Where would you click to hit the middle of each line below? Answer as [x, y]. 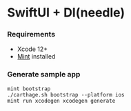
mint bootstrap [29, 89]
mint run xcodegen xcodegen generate [61, 101]
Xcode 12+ [32, 49]
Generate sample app [44, 74]
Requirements [31, 34]
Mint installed [36, 57]
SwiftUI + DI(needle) [66, 13]
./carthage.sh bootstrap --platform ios [66, 94]
